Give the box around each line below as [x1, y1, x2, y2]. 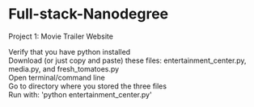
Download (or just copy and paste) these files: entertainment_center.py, [8, 56, 247, 65]
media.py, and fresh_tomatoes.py [8, 64, 120, 73]
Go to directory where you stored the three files [8, 81, 167, 91]
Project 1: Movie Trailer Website [8, 31, 113, 41]
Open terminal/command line [8, 72, 105, 82]
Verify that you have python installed [8, 47, 131, 56]
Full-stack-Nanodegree [8, 5, 169, 23]
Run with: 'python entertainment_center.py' [8, 89, 152, 99]
